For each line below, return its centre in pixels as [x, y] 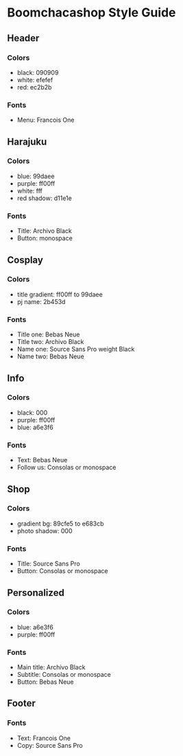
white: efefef [35, 80]
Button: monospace [45, 238]
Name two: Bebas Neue [50, 356]
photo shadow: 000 [45, 530]
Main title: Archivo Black [51, 667]
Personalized [36, 593]
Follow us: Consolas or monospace [66, 467]
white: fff [29, 191]
